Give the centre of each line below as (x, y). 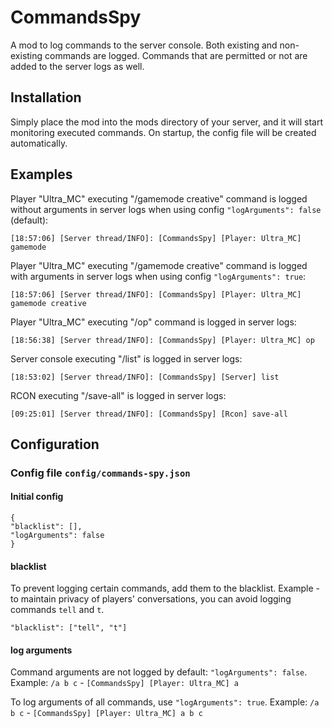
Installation (46, 97)
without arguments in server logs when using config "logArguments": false (166, 209)
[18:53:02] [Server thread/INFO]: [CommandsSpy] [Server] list (145, 377)
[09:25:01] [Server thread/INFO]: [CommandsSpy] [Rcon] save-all (149, 414)
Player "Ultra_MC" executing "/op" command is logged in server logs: (153, 322)
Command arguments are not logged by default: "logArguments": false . (159, 672)
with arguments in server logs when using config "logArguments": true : (158, 276)
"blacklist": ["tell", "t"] (69, 628)
